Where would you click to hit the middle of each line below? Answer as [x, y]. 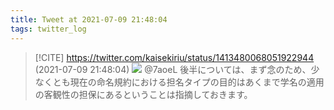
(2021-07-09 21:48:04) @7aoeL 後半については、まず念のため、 [173, 69]
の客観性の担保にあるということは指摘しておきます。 [143, 94]
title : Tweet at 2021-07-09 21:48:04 [89, 19]
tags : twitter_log [48, 29]
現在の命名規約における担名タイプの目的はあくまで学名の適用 [197, 82]
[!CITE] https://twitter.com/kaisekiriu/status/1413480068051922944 [174, 57]
